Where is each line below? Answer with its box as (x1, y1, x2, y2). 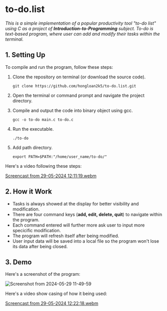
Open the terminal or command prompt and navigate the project (12, 92, 145, 98)
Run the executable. (12, 126, 54, 132)
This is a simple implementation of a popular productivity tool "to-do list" (5, 20, 156, 26)
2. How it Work (5, 187, 52, 196)
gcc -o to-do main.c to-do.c (12, 117, 74, 122)
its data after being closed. (12, 243, 68, 249)
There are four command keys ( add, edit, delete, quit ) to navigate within (12, 211, 162, 217)
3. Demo (5, 258, 32, 266)
